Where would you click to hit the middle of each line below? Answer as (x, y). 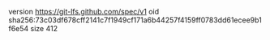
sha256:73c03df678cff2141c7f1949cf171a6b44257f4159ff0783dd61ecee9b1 (135, 20)
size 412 (44, 28)
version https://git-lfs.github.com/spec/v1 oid (84, 12)
